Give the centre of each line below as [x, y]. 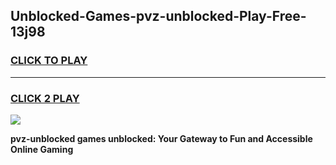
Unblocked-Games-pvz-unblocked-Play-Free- [158, 16]
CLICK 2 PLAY [45, 98]
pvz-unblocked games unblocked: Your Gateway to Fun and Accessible [161, 138]
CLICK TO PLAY [49, 61]
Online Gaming [42, 149]
